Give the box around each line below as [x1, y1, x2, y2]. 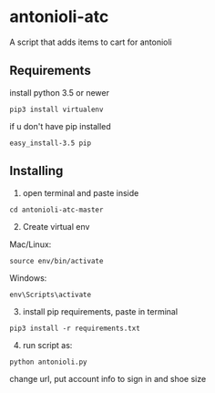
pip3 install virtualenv [9, 105, 104, 114]
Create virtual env [22, 221, 90, 232]
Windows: [9, 272, 47, 284]
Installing [9, 163, 64, 179]
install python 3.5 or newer [9, 87, 109, 98]
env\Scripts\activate [9, 290, 92, 299]
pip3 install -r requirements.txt [9, 324, 141, 333]
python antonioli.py [9, 357, 88, 367]
